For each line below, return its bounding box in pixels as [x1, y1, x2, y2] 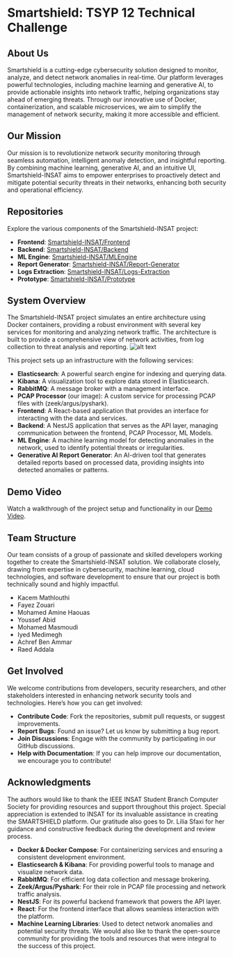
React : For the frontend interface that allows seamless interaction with [17, 904, 219, 912]
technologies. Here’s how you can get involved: [7, 698, 143, 707]
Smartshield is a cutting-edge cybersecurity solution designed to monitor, [7, 66, 218, 74]
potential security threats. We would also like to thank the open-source [17, 926, 220, 935]
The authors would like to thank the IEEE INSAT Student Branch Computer [7, 795, 219, 803]
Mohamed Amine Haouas [17, 609, 90, 617]
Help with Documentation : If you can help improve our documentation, [17, 749, 222, 757]
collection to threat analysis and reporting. [7, 343, 129, 351]
